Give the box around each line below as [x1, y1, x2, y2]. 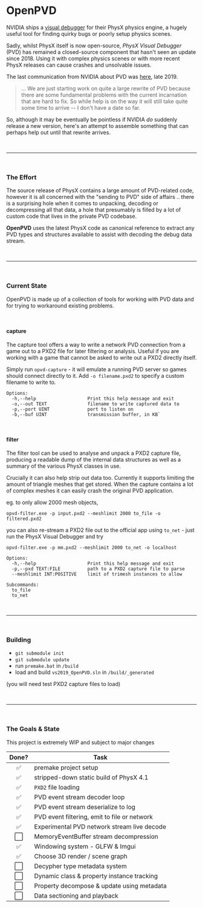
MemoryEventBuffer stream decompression [34, 832, 158, 841]
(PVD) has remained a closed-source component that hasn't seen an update [6, 48, 196, 55]
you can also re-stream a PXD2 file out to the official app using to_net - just [6, 526, 195, 534]
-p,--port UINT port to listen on [11, 406, 134, 412]
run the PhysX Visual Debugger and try [6, 533, 104, 540]
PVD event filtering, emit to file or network [34, 812, 153, 821]
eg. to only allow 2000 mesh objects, [6, 499, 98, 506]
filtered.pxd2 [6, 516, 42, 522]
